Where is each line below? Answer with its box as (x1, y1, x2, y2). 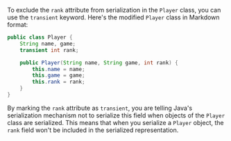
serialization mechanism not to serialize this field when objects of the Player (7, 111, 225, 120)
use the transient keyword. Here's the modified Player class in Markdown (7, 13, 220, 21)
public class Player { (7, 34, 73, 41)
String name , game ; (19, 40, 76, 47)
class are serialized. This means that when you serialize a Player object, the (7, 118, 224, 126)
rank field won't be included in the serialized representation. (7, 126, 179, 134)
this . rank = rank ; (32, 79, 85, 86)
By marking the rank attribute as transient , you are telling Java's (7, 104, 193, 112)
